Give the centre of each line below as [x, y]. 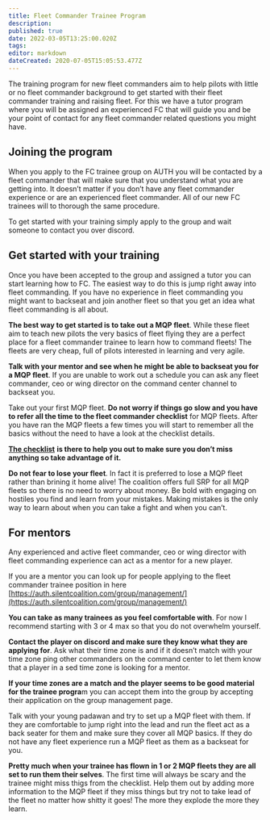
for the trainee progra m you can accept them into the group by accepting [131, 692]
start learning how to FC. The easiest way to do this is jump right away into [132, 283]
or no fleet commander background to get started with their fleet [116, 92]
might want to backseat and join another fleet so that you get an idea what [132, 300]
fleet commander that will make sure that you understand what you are [126, 180]
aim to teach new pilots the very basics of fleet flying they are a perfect [127, 333]
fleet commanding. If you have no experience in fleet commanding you [126, 292]
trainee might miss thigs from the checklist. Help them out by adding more [131, 783]
